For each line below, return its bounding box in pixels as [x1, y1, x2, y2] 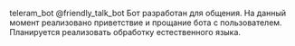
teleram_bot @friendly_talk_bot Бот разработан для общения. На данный [9, 8, 287, 18]
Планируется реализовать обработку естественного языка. [9, 27, 242, 37]
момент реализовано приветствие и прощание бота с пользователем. [9, 17, 282, 28]
